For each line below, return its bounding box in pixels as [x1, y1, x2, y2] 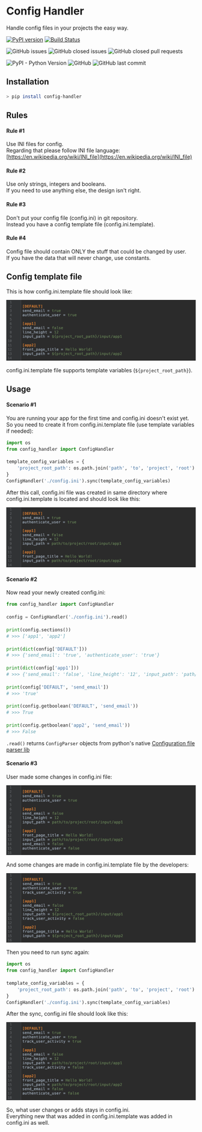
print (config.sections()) [6, 626, 71, 633]
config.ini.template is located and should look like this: [6, 495, 141, 502]
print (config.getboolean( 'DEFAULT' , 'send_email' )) [6, 703, 138, 710]
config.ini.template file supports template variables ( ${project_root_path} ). [6, 367, 193, 374]
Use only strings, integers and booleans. [6, 180, 106, 188]
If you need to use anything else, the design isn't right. [6, 187, 141, 194]
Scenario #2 [6, 575, 37, 583]
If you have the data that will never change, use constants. [6, 254, 151, 261]
